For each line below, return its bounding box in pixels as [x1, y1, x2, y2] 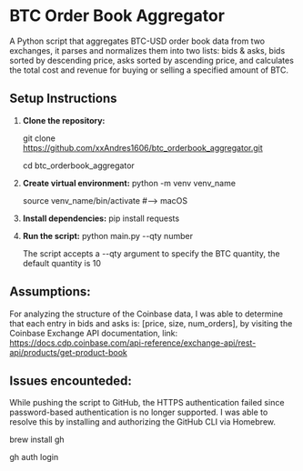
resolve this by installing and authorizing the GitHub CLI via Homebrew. [9, 416, 276, 427]
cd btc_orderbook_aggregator [22, 160, 135, 171]
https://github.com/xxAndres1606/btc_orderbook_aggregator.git [22, 142, 264, 153]
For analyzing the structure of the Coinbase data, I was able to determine [9, 308, 284, 319]
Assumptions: [9, 284, 91, 300]
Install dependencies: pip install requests [22, 213, 180, 224]
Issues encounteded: [9, 373, 132, 388]
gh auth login [9, 452, 59, 463]
